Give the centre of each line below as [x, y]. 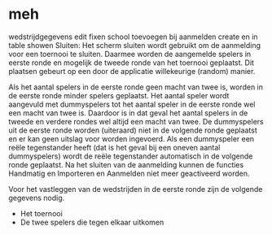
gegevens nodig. [37, 198]
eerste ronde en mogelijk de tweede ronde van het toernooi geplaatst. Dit [132, 63]
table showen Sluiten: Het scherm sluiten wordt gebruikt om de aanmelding [135, 45]
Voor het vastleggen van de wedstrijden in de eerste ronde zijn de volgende [136, 189]
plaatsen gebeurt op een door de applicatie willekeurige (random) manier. [132, 71]
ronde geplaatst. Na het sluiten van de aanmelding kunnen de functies [126, 164]
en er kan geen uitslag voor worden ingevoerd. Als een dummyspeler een [132, 138]
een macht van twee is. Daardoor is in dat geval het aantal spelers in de [128, 113]
